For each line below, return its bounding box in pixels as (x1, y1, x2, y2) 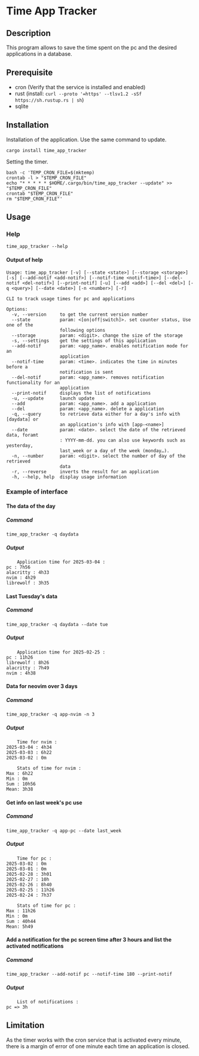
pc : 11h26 (6, 654, 33, 660)
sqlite (14, 102, 29, 110)
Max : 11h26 (6, 907, 36, 914)
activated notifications (6, 942, 64, 950)
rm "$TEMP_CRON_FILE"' (6, 196, 63, 202)
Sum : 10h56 (6, 781, 36, 787)
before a (6, 364, 28, 370)
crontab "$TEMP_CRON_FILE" (6, 190, 74, 196)
